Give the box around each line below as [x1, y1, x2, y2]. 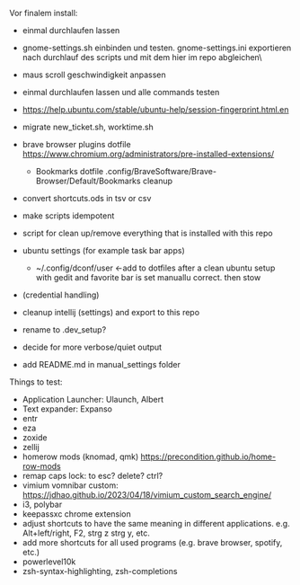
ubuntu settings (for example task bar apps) [22, 245, 186, 255]
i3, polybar [22, 499, 63, 510]
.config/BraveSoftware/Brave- [105, 166, 217, 176]
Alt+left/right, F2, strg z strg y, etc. [22, 527, 151, 538]
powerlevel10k [22, 556, 76, 567]
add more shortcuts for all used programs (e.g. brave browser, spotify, [22, 537, 283, 547]
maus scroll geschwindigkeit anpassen [22, 69, 166, 80]
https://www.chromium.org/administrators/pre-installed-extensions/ [22, 148, 275, 159]
